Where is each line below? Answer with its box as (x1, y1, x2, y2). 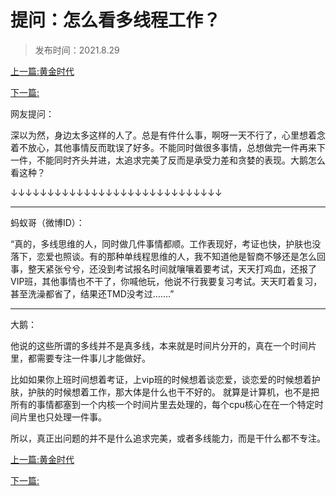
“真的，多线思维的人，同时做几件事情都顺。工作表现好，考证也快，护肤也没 (10, 237, 322, 250)
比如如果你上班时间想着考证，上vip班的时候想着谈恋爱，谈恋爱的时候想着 (10, 373, 312, 385)
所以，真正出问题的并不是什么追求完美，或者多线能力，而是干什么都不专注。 (10, 432, 326, 444)
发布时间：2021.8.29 (34, 44, 120, 56)
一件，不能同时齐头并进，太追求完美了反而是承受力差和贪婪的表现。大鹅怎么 (10, 154, 326, 166)
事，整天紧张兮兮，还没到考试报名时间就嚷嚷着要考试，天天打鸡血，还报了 (10, 262, 317, 275)
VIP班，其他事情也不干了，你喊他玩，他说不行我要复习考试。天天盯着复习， (10, 275, 323, 287)
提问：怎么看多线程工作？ (10, 9, 222, 32)
